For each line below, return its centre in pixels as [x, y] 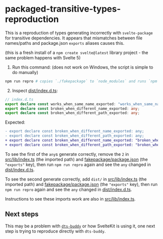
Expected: [15, 122]
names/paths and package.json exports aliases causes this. [65, 43]
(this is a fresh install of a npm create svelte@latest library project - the [77, 53]
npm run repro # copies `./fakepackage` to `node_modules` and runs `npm [81, 81]
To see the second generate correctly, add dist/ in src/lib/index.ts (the [76, 179]
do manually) [25, 72]
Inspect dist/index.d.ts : [35, 91]
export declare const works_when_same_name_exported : [61, 104]
